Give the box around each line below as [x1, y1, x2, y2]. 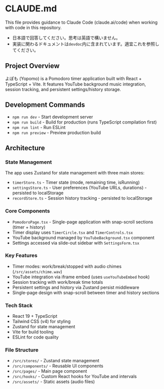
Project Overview [5, 62, 60, 70]
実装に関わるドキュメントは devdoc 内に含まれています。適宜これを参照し [12, 41, 160, 47]
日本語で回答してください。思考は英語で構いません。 [12, 35, 121, 41]
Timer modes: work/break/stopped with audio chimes [12, 263, 122, 269]
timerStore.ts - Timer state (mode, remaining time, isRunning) [12, 179, 140, 185]
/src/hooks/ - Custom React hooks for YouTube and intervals [12, 374, 137, 380]
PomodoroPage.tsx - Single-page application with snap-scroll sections [12, 218, 153, 225]
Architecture [5, 144, 45, 152]
